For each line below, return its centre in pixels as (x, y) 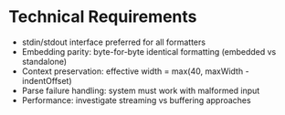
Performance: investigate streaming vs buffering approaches (137, 100)
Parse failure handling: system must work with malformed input (141, 90)
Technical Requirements (103, 17)
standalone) (44, 61)
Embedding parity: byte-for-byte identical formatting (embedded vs (149, 51)
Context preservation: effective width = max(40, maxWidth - (135, 71)
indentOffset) (47, 80)
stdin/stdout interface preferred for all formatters (114, 42)
